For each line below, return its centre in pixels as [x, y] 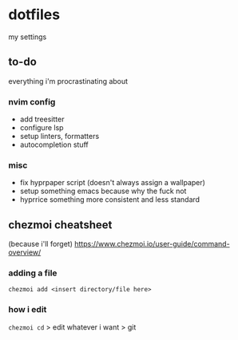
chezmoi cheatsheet [60, 225]
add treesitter [42, 119]
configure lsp [42, 128]
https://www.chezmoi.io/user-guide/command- [152, 244]
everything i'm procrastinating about [68, 81]
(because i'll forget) [41, 244]
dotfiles [34, 15]
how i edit [28, 310]
